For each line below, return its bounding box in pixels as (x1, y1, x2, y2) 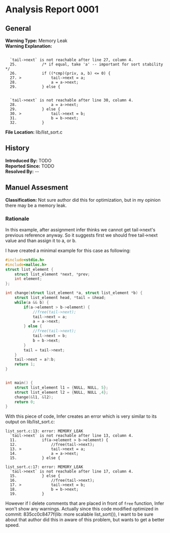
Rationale (5, 215, 30, 222)
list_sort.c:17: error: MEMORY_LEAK (5, 464, 83, 470)
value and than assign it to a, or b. (5, 237, 77, 244)
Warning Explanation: (5, 43, 53, 49)
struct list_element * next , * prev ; (14, 271, 90, 277)
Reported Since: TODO (5, 163, 55, 169)
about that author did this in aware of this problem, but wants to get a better (5, 517, 165, 523)
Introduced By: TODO (5, 157, 52, 163)
